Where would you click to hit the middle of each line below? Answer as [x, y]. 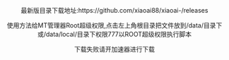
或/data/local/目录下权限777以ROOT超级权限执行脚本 [114, 34]
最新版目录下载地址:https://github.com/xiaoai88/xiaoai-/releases [114, 10]
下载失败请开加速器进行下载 [114, 49]
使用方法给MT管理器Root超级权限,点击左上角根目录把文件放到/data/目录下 [114, 25]
